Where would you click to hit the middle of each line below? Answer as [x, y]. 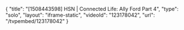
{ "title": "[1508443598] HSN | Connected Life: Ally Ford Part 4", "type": [92, 9]
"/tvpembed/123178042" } [37, 21]
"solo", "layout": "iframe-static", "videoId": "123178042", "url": [80, 15]
